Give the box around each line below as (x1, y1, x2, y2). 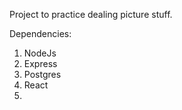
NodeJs (23, 47, 57, 59)
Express (23, 58, 58, 69)
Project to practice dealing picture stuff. (9, 9, 173, 20)
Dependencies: (9, 28, 72, 39)
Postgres (23, 69, 62, 80)
